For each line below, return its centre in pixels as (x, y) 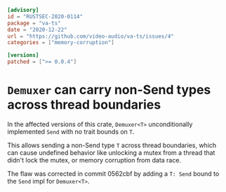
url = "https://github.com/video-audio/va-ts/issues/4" (91, 36)
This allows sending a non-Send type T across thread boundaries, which (112, 145)
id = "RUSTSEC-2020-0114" (45, 16)
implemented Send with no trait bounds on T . (71, 131)
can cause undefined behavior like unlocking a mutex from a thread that (111, 152)
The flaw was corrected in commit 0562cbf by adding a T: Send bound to (113, 173)
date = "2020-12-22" (38, 29)
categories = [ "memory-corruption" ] (61, 43)
